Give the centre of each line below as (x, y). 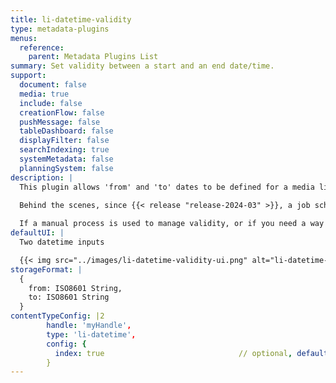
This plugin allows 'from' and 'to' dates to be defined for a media (167, 187)
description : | (42, 177)
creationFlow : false (62, 112)
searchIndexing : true (64, 150)
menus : (24, 38)
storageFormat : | (46, 269)
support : (28, 76)
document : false (53, 85)
